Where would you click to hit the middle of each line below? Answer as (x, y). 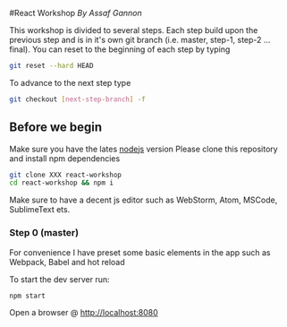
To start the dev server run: (59, 279)
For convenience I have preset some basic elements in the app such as (140, 252)
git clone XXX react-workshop (66, 175)
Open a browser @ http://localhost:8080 (84, 313)
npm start (28, 296)
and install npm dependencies (65, 158)
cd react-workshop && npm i (62, 183)
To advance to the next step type (70, 82)
